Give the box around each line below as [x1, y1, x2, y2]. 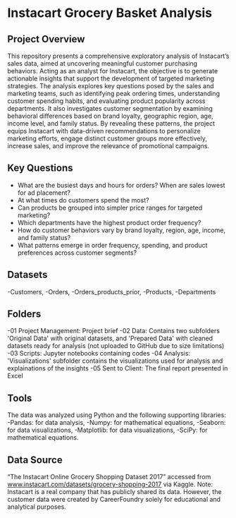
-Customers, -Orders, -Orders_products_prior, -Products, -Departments [7, 287, 216, 296]
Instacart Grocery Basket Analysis [7, 5, 213, 21]
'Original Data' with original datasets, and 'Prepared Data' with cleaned [7, 334, 213, 343]
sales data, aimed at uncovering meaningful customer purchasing [7, 59, 198, 68]
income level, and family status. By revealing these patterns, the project [7, 119, 216, 128]
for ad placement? [17, 188, 70, 197]
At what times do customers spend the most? [17, 195, 149, 204]
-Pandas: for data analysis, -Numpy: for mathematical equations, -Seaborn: [7, 418, 226, 427]
